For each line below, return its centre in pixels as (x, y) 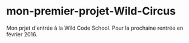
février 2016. (22, 34)
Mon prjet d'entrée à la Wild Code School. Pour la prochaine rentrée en (95, 28)
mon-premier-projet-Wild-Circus (91, 11)
